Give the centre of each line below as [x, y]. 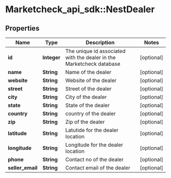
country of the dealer [91, 113]
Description [100, 43]
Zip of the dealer [85, 122]
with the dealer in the [91, 57]
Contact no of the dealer [94, 159]
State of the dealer [88, 105]
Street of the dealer [89, 89]
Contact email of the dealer [98, 168]
